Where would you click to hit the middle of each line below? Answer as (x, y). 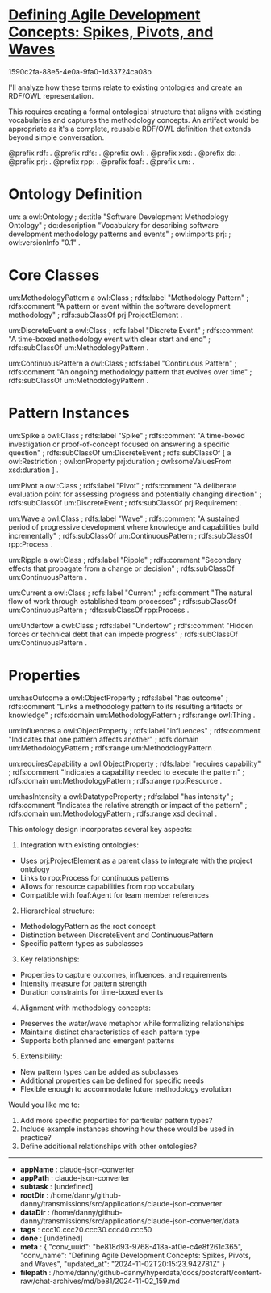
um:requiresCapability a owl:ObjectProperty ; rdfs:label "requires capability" (135, 763)
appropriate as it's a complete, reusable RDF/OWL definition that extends (130, 129)
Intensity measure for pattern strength (83, 983)
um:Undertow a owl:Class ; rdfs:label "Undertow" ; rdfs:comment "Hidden (131, 625)
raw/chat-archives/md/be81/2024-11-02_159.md (100, 1281)
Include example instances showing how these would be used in (127, 1129)
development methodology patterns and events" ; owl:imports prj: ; (120, 234)
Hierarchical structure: (57, 911)
